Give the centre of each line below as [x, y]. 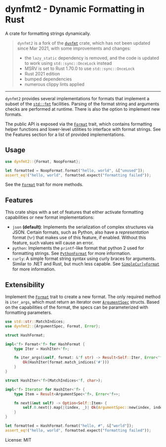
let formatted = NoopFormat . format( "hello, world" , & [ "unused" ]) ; [75, 170]
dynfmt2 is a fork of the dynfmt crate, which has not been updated [84, 43]
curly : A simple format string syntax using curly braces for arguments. [84, 258]
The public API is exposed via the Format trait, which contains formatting [79, 124]
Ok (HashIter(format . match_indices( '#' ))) [66, 362]
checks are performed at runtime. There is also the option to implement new [83, 109]
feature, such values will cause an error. [53, 243]
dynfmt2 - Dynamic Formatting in [75, 9]
